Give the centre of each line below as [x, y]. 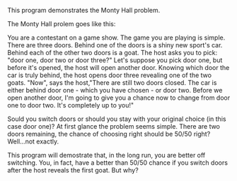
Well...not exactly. [33, 141]
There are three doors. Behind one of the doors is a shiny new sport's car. [115, 45]
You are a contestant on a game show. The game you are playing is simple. [116, 37]
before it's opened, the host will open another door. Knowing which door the [118, 68]
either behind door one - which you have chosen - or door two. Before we [115, 90]
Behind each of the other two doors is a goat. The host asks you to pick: [112, 53]
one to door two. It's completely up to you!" [71, 105]
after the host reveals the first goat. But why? [73, 170]
